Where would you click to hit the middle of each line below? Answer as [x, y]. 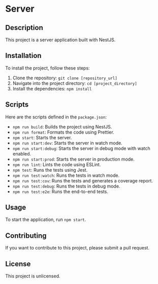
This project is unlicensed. [33, 276]
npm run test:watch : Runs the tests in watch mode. [66, 175]
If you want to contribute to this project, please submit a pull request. [77, 248]
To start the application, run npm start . [46, 219]
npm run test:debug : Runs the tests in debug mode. [66, 186]
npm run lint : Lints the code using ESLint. [57, 164]
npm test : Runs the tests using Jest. [50, 170]
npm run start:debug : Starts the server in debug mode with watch [82, 148]
